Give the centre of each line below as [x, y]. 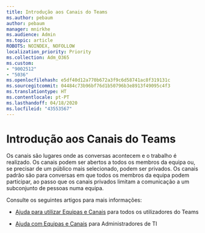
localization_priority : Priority [49, 52]
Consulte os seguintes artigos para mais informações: [74, 200]
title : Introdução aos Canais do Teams [57, 12]
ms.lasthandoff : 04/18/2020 [42, 103]
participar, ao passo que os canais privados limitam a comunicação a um [98, 182]
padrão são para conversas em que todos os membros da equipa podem [98, 176]
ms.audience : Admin [31, 35]
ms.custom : [20, 63]
